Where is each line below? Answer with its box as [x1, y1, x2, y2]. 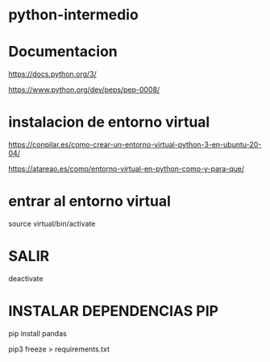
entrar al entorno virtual [8, 192, 172, 210]
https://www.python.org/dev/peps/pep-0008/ [8, 85, 160, 94]
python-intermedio [8, 6, 139, 24]
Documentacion [8, 43, 118, 61]
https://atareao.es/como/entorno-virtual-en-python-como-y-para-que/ [8, 164, 245, 174]
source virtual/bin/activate [8, 219, 96, 228]
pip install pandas [8, 328, 67, 338]
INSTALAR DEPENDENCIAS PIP [8, 302, 219, 320]
